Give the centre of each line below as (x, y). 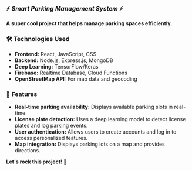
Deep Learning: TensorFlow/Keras (56, 66)
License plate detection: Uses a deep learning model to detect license (100, 119)
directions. (28, 150)
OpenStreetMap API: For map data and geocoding (76, 79)
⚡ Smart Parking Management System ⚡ (65, 8)
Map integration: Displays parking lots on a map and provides (90, 144)
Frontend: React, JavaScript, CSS (55, 54)
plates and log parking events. (51, 125)
